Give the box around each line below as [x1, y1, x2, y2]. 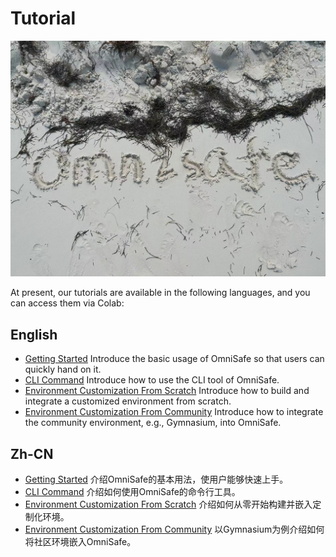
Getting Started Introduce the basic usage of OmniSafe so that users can [24, 353, 325, 365]
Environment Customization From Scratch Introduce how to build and [24, 385, 310, 397]
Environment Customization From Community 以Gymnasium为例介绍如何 [24, 523, 325, 536]
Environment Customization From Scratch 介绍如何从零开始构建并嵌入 [24, 498, 313, 511]
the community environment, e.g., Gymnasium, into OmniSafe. [24, 417, 282, 429]
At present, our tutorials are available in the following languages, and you [10, 287, 311, 299]
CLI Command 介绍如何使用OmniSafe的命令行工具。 [24, 486, 241, 498]
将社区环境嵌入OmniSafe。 [24, 536, 137, 548]
